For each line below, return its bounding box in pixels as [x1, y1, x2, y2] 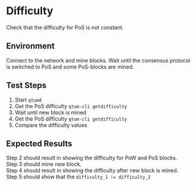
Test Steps [6, 80, 47, 90]
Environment [6, 41, 55, 51]
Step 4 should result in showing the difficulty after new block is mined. [6, 167, 179, 174]
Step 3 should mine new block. [6, 160, 82, 168]
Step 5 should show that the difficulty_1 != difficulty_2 [6, 174, 151, 181]
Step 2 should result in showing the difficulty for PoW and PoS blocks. [6, 155, 178, 162]
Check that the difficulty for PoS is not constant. [6, 24, 124, 31]
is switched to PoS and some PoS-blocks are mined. [6, 63, 134, 70]
